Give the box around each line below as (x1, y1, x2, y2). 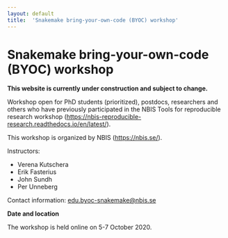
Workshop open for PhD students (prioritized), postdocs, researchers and (7, 98, 218, 106)
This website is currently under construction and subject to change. (7, 84, 209, 93)
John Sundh (17, 175, 53, 184)
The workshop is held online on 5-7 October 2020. (7, 223, 152, 232)
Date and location (7, 209, 59, 218)
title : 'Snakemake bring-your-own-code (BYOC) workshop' (7, 17, 179, 24)
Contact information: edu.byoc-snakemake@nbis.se (7, 196, 156, 205)
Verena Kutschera (17, 161, 69, 169)
